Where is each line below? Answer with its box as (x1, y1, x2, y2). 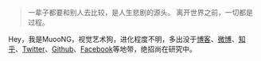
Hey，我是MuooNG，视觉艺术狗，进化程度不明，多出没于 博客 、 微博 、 (8, 35, 239, 44)
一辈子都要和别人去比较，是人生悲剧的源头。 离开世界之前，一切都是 (27, 8, 253, 17)
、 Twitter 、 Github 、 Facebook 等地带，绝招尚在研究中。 (15, 44, 197, 54)
